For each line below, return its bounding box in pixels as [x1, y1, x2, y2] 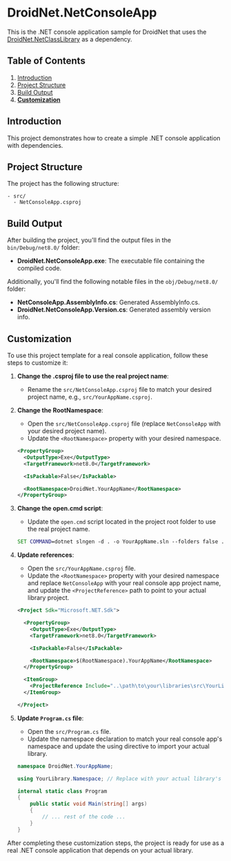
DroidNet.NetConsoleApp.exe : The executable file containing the [17, 257, 205, 265]
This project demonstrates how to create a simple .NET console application [7, 133, 221, 142]
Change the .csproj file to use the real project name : [17, 372, 169, 380]
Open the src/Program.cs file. [27, 727, 112, 735]
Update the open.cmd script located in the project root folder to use [27, 518, 217, 526]
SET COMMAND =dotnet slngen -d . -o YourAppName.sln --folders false [17, 538, 219, 545]
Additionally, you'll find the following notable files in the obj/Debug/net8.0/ [7, 278, 219, 286]
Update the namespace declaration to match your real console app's [27, 735, 223, 743]
